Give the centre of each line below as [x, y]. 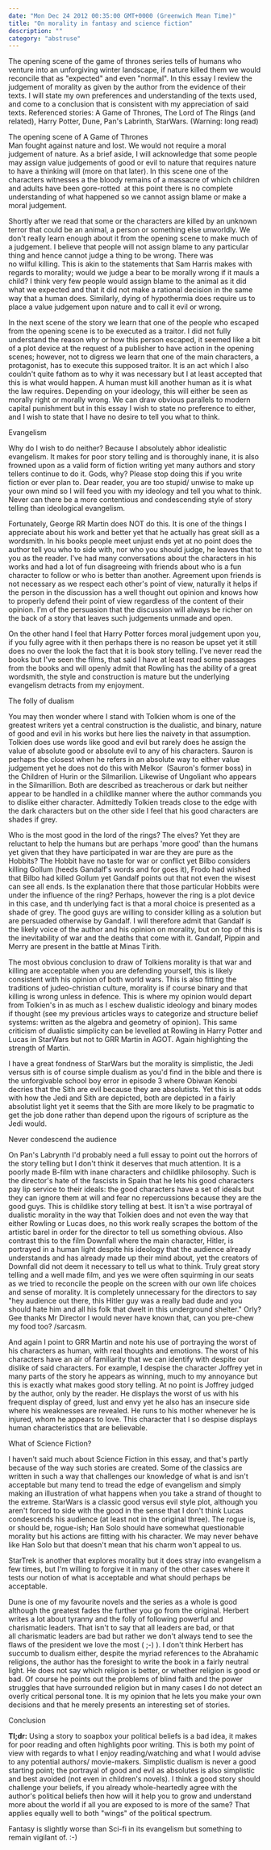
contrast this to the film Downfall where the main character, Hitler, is [121, 1241]
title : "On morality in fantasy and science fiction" [101, 23]
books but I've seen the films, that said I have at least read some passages [132, 659]
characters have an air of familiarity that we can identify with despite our [129, 1359]
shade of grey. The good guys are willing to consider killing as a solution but [135, 912]
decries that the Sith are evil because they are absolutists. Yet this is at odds [135, 1090]
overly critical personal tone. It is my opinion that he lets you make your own [135, 1697]
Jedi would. [27, 1124]
